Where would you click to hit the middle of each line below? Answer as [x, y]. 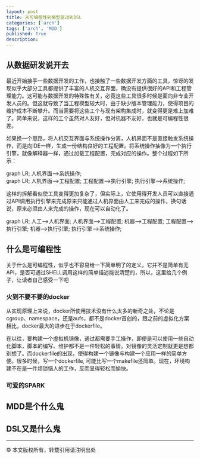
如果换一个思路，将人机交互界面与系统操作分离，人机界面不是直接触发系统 [97, 138]
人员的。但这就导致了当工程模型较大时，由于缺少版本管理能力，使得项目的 [102, 103]
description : [22, 39]
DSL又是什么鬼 [33, 429]
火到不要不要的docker [38, 296]
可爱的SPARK [26, 385]
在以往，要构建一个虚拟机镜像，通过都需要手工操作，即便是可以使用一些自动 [100, 338]
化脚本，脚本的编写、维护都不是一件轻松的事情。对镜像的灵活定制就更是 [95, 346]
